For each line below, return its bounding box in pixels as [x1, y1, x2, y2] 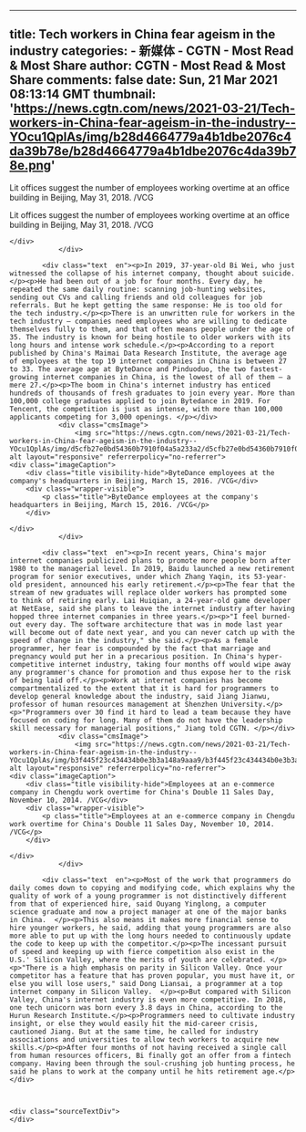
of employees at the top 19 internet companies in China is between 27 [9, 357, 287, 366]
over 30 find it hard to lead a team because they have [74, 708, 291, 717]
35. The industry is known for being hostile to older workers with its [9, 332, 291, 342]
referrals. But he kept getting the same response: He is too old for [9, 300, 283, 310]
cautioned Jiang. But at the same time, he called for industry [9, 1027, 259, 1036]
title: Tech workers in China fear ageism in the [9, 26, 276, 42]
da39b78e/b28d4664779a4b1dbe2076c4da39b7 [9, 143, 297, 160]
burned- [261, 612, 291, 621]
